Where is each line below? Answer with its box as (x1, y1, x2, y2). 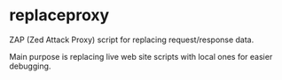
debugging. (9, 61, 51, 71)
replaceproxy (9, 5, 110, 25)
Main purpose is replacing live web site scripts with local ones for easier (9, 51, 273, 62)
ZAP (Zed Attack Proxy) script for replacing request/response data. (9, 34, 255, 45)
